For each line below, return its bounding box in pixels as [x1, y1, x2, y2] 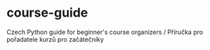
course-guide [6, 5, 88, 21]
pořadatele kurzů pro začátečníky [6, 35, 105, 43]
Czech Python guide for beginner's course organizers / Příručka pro [6, 28, 204, 36]
